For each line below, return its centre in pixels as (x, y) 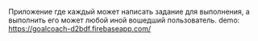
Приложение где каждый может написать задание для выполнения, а (129, 12)
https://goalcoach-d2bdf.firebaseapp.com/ (80, 29)
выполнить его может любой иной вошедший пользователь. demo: (124, 20)
